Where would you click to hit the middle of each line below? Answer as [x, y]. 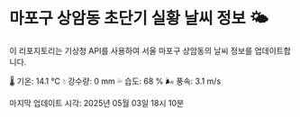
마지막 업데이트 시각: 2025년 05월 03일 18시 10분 [97, 103]
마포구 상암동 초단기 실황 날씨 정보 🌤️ [139, 18]
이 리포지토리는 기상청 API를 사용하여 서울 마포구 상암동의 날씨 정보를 [131, 50]
